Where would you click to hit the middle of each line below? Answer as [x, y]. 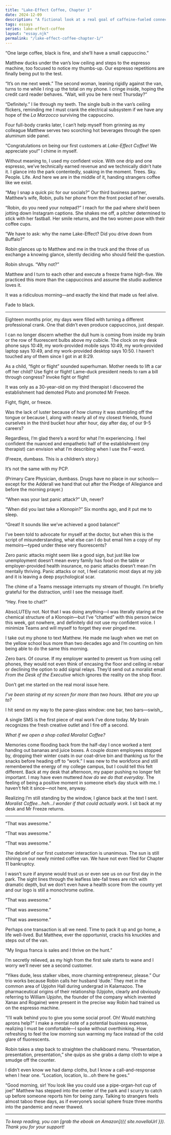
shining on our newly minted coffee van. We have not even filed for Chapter [84, 858]
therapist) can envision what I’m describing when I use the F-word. [75, 449]
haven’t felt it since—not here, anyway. [46, 788]
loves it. [13, 285]
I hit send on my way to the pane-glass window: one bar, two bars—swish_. [84, 710]
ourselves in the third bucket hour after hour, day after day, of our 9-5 [78, 423]
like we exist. [19, 182]
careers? [15, 428]
